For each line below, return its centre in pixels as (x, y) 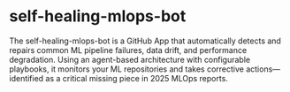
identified (27, 78)
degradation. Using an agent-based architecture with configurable (130, 59)
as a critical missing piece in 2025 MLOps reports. (137, 78)
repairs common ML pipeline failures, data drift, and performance (128, 50)
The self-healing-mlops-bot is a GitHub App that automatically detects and (145, 41)
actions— (263, 69)
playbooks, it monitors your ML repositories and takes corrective (127, 69)
